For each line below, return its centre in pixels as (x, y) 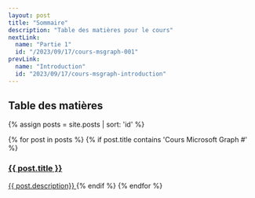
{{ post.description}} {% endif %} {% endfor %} (86, 185)
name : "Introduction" (51, 67)
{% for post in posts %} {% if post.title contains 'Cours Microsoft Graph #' (128, 140)
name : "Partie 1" (44, 45)
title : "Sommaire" (38, 23)
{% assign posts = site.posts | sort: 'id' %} (76, 125)
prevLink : (24, 60)
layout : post (29, 15)
